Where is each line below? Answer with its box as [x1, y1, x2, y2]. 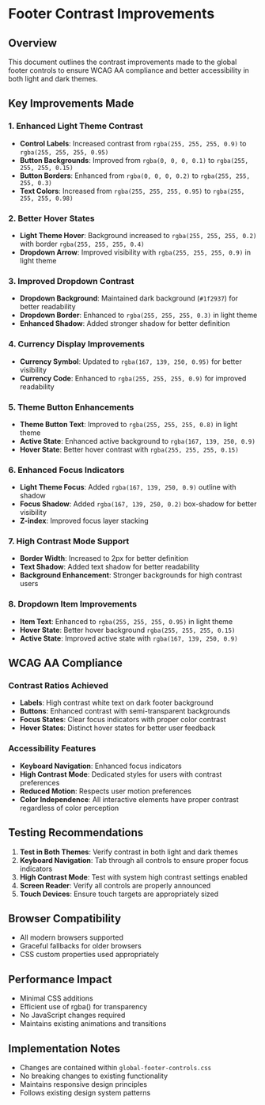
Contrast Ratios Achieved [8, 680, 109, 691]
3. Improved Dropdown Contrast [8, 275, 134, 286]
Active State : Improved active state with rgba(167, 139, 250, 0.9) [19, 634, 239, 643]
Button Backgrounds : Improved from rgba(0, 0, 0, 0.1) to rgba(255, [19, 155, 249, 165]
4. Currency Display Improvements [8, 339, 145, 350]
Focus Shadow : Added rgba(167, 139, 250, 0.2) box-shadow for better [19, 499, 257, 509]
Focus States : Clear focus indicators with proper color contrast [19, 715, 227, 725]
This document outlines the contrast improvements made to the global [8, 57, 237, 66]
